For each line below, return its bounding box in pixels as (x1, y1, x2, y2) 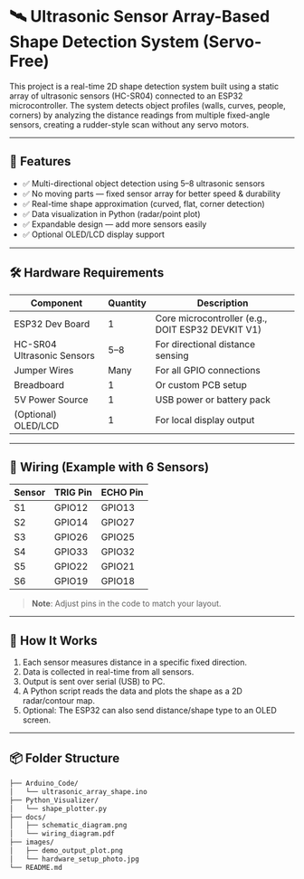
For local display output (155, 413, 255, 426)
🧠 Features (9, 154, 71, 169)
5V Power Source (14, 393, 89, 406)
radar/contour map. (22, 695, 95, 706)
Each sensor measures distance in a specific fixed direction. (22, 657, 247, 668)
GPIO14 (53, 516, 89, 529)
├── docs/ (9, 812, 47, 822)
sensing (155, 349, 189, 362)
